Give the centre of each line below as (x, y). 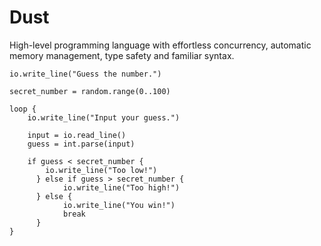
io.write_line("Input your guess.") (104, 117)
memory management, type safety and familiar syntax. (122, 55)
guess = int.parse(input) (81, 144)
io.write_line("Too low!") (101, 170)
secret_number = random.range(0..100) (90, 91)
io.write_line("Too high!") (121, 187)
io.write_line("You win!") (119, 205)
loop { (23, 109)
